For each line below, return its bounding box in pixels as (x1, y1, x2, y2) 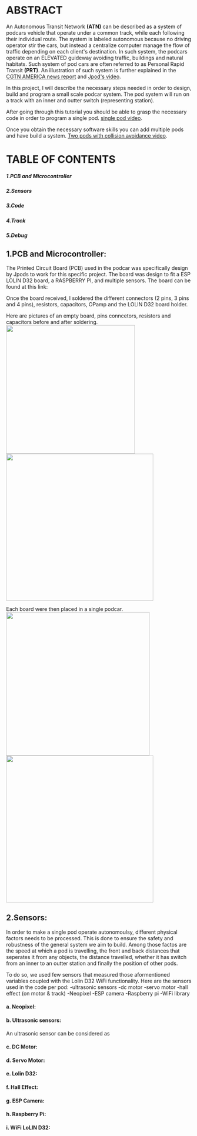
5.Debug (6, 232, 28, 239)
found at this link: (6, 283, 48, 290)
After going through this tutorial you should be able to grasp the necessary (6, 108, 187, 115)
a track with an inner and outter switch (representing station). (6, 96, 155, 103)
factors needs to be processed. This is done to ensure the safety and (6, 934, 173, 941)
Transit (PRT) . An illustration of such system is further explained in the (6, 66, 176, 73)
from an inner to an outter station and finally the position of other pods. (6, 960, 178, 967)
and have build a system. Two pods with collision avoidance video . (6, 132, 168, 139)
